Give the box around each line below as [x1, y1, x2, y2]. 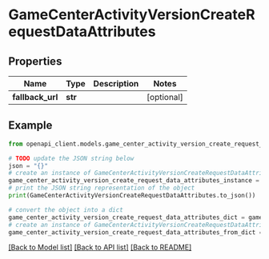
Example [8, 118, 53, 133]
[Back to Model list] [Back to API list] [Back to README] [8, 242, 192, 253]
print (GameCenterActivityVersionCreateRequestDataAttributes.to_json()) [8, 192, 256, 200]
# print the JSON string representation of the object [8, 184, 195, 193]
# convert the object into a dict [8, 205, 124, 213]
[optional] [147, 92, 184, 102]
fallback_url [12, 92, 58, 102]
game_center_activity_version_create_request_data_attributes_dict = [8, 213, 246, 221]
